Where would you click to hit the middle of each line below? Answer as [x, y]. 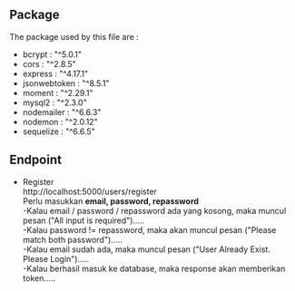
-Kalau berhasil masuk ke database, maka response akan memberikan [154, 268]
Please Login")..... [56, 258]
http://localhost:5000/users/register [89, 191]
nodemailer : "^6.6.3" [62, 112]
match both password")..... [72, 239]
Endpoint [35, 160]
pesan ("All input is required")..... [84, 220]
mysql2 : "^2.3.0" [55, 102]
